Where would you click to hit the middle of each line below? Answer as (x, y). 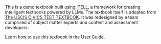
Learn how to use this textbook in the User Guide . (55, 37)
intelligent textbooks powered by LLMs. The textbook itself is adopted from (81, 12)
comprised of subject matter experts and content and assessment (72, 22)
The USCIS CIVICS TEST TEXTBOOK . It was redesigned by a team (72, 17)
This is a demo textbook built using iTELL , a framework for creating (73, 7)
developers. (17, 28)
